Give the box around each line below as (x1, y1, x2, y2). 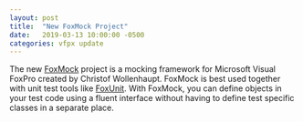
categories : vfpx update (9, 38, 104, 48)
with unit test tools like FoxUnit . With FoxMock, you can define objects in (9, 83, 283, 94)
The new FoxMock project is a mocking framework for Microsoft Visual (9, 64, 277, 75)
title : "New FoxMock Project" (9, 22, 129, 31)
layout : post (9, 13, 59, 23)
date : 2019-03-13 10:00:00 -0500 (9, 30, 145, 39)
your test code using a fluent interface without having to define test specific (9, 93, 295, 104)
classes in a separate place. (9, 102, 114, 114)
